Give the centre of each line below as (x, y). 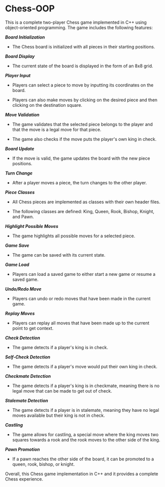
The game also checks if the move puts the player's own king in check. (84, 139)
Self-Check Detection (28, 357)
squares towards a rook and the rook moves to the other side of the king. (86, 440)
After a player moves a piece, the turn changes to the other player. (80, 182)
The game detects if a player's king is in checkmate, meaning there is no (86, 386)
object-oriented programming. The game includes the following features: (79, 27)
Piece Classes (20, 192)
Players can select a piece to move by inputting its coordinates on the (83, 85)
